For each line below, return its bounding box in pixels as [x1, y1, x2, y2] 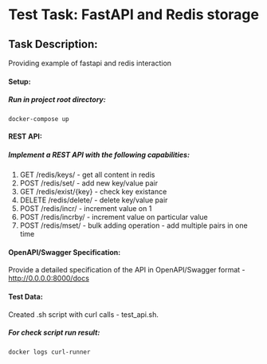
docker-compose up [8, 115, 69, 123]
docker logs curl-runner [8, 348, 91, 356]
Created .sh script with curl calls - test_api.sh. [8, 309, 159, 319]
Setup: [8, 76, 31, 86]
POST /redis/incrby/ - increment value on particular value [19, 213, 209, 222]
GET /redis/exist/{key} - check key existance [19, 187, 167, 197]
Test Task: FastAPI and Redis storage [8, 6, 259, 24]
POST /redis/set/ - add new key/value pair [19, 178, 159, 188]
